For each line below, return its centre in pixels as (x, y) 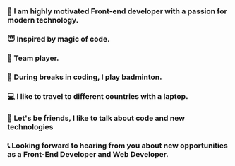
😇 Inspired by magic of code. (59, 39)
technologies (30, 126)
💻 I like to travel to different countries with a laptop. (98, 96)
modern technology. (43, 20)
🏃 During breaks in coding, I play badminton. (85, 77)
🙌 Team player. (33, 58)
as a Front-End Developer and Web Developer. (88, 155)
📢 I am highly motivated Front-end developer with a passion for (117, 11)
